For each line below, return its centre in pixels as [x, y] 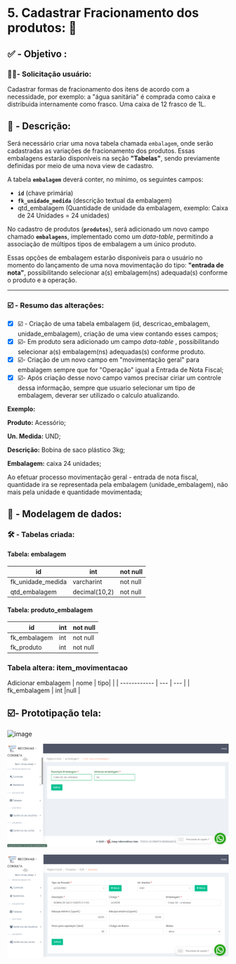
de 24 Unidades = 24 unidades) [64, 215]
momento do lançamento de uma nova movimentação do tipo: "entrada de [116, 265]
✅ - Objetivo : [37, 54]
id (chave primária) [45, 193]
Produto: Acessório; [37, 422]
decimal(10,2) [93, 592]
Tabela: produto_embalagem [50, 609]
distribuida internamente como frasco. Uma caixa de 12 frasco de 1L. [107, 104]
